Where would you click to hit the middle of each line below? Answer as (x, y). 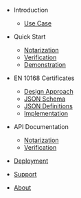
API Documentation (41, 127)
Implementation (46, 113)
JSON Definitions (48, 106)
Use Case (38, 23)
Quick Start (30, 37)
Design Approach (48, 91)
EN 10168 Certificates (44, 78)
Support (25, 174)
